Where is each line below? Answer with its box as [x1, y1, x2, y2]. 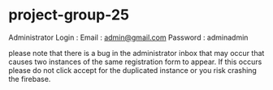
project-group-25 [8, 6, 130, 24]
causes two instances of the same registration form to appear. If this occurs [8, 57, 262, 66]
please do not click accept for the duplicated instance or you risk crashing [8, 65, 258, 75]
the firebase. [8, 74, 51, 84]
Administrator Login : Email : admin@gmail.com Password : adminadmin [8, 32, 249, 42]
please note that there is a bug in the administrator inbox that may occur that [8, 48, 265, 58]
